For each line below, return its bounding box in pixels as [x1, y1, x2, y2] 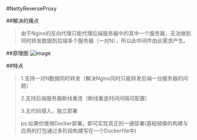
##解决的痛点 [6, 17, 39, 24]
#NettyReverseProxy [6, 5, 57, 12]
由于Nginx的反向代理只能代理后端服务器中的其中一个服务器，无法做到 [20, 30, 192, 37]
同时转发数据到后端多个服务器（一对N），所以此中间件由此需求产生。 [20, 37, 189, 44]
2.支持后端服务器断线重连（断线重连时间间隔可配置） [20, 95, 151, 102]
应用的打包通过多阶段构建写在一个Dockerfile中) [20, 127, 136, 134]
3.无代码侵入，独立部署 [20, 108, 78, 114]
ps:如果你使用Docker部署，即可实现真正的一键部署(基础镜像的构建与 [20, 120, 189, 126]
